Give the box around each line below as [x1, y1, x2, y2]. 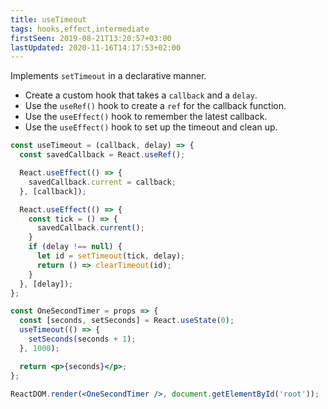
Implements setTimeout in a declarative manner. [10, 70, 207, 82]
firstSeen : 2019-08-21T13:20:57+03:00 [10, 33, 172, 43]
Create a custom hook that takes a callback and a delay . [24, 89, 258, 101]
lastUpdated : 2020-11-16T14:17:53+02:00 [10, 42, 182, 53]
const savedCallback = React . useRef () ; [19, 150, 186, 160]
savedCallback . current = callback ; [28, 177, 177, 187]
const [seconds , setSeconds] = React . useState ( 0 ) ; [19, 316, 235, 326]
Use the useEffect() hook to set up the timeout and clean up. [24, 121, 278, 133]
